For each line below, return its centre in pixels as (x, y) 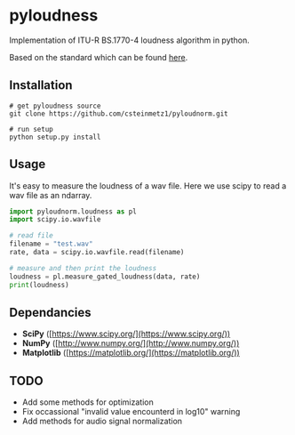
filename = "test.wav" (51, 244)
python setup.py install (55, 137)
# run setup (31, 129)
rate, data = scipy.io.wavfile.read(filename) (97, 253)
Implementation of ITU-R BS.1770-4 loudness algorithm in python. (130, 40)
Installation (41, 85)
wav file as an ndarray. (51, 195)
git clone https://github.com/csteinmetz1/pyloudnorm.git (119, 113)
